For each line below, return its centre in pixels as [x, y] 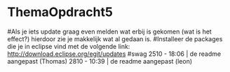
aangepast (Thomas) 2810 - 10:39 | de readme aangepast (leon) [100, 61]
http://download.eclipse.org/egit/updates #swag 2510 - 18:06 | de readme [114, 54]
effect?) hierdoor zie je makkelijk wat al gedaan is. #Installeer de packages [115, 38]
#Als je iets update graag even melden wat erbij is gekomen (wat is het [109, 31]
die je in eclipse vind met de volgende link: [69, 46]
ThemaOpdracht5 [60, 12]
